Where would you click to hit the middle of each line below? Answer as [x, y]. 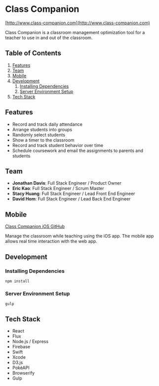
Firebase [21, 346]
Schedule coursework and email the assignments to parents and [78, 150]
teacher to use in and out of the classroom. [49, 38]
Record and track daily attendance [47, 124]
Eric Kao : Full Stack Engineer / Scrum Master [58, 189]
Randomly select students [39, 135]
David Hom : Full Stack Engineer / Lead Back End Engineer [71, 199]
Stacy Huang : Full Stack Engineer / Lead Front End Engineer [74, 193]
